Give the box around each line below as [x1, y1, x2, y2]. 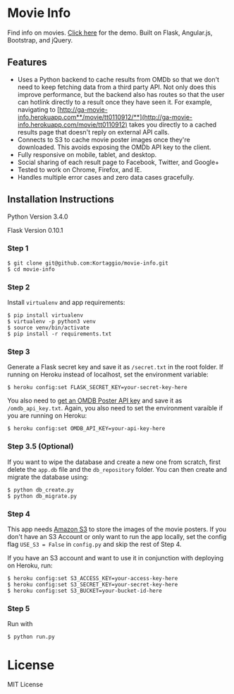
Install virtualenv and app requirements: [7, 299, 125, 307]
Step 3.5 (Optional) [7, 441, 74, 451]
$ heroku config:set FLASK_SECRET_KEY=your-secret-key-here [7, 384, 188, 391]
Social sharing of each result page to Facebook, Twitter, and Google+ [17, 158, 220, 166]
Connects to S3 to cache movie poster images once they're [17, 135, 190, 144]
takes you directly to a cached [129, 120, 217, 129]
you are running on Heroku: [7, 412, 87, 420]
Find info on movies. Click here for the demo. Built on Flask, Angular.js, [7, 28, 213, 37]
